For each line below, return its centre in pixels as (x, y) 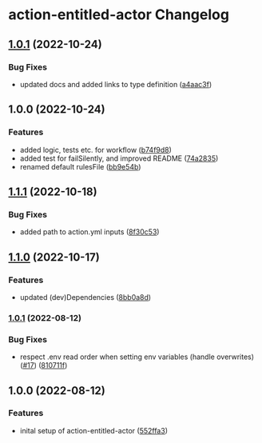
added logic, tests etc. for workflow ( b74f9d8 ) (95, 150)
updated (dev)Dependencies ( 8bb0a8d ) (85, 297)
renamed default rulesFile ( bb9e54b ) (80, 166)
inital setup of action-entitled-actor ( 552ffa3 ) (93, 430)
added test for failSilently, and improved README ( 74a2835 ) (119, 158)
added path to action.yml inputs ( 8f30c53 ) (89, 232)
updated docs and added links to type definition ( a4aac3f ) (116, 84)
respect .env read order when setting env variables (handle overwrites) (137, 357)
